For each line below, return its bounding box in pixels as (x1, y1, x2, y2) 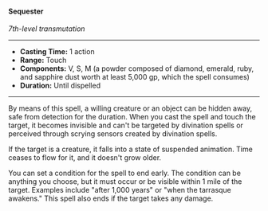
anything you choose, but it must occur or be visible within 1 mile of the (8, 177, 242, 186)
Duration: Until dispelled (19, 80, 101, 91)
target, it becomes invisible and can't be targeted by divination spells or (8, 120, 243, 131)
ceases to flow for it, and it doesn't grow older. (8, 153, 162, 162)
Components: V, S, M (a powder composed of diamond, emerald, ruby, (19, 64, 254, 73)
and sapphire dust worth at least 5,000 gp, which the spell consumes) (19, 72, 250, 82)
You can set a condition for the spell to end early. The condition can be (8, 168, 242, 178)
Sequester (8, 6, 44, 16)
